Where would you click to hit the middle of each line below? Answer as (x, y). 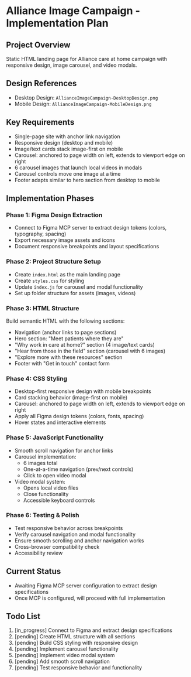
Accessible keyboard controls (59, 500)
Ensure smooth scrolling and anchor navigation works (79, 541)
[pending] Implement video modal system (65, 655)
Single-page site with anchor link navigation (67, 136)
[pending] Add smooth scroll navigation (62, 661)
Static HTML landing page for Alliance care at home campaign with (87, 59)
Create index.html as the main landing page (67, 274)
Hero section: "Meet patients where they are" (69, 338)
